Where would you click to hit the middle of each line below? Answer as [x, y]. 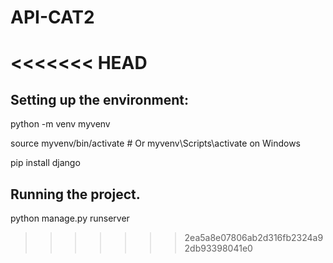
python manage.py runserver [70, 218]
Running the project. [75, 194]
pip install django [45, 163]
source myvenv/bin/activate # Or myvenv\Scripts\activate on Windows [156, 143]
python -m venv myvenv [60, 124]
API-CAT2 [52, 17]
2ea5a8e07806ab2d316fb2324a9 [254, 237]
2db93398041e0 [218, 248]
